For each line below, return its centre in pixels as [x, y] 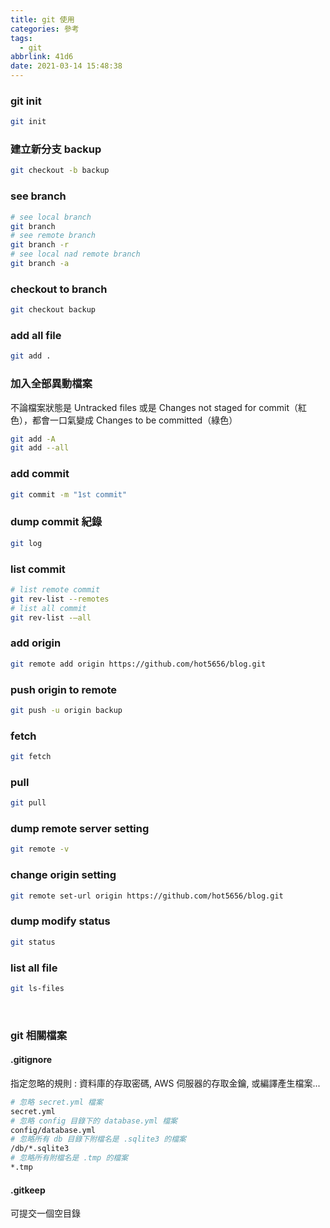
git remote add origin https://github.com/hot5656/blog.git [138, 664]
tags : [21, 38]
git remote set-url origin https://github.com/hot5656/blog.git [147, 896]
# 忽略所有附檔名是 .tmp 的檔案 [69, 1158]
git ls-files [37, 988]
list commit [38, 569]
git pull [28, 803]
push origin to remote [64, 689]
